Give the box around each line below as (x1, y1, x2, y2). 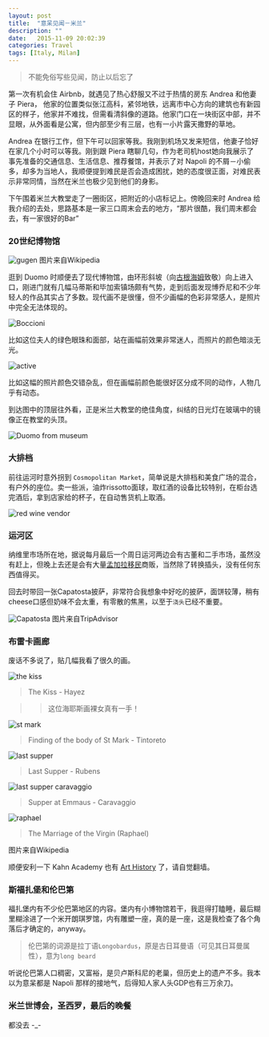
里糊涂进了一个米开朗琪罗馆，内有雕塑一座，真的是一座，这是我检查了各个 (8, 914, 254, 924)
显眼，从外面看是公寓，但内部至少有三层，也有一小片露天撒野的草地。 (8, 120, 240, 128)
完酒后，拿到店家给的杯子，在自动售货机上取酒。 (8, 492, 170, 502)
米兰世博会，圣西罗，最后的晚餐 (8, 1000, 132, 1011)
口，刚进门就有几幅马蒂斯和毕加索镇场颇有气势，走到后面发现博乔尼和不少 (8, 283, 254, 292)
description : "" (8, 26, 62, 35)
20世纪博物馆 (8, 235, 61, 246)
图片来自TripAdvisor (51, 613, 118, 623)
